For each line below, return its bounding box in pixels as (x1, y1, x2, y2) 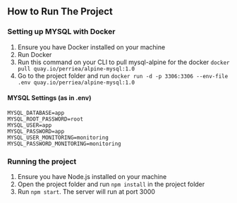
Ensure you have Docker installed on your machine (17, 42, 166, 51)
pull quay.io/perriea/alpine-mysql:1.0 (17, 65, 135, 73)
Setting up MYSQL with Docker (7, 27, 116, 37)
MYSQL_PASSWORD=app (7, 128, 65, 135)
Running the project (7, 156, 77, 166)
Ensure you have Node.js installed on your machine (17, 173, 167, 181)
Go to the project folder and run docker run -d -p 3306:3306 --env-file (17, 71, 229, 80)
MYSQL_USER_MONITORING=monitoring (7, 134, 109, 141)
